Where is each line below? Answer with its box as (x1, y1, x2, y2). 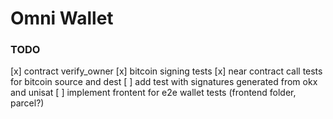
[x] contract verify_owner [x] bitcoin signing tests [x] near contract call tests (10, 65, 323, 77)
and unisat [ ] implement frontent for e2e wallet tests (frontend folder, (10, 87, 297, 99)
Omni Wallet (10, 7, 114, 30)
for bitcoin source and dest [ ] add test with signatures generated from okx (10, 76, 318, 88)
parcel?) (10, 97, 45, 109)
